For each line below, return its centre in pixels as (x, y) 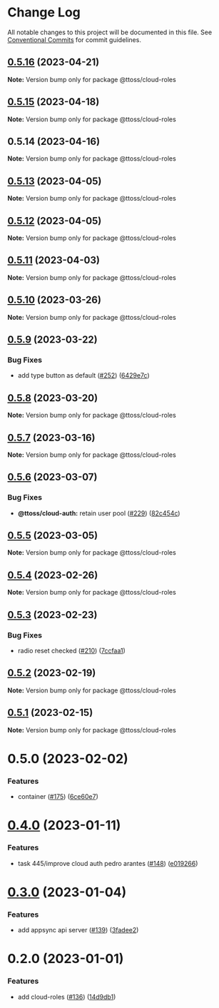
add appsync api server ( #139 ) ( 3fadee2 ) (78, 930)
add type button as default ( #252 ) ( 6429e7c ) (83, 376)
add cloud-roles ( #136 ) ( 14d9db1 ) (67, 997)
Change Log (44, 12)
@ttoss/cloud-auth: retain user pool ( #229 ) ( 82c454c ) (99, 513)
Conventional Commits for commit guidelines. (74, 39)
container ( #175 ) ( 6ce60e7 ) (58, 797)
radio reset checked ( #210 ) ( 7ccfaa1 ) (72, 650)
